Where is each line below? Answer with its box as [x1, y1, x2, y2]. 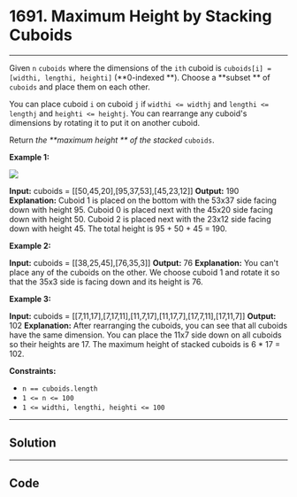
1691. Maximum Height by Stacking [9, 6, 272, 27]
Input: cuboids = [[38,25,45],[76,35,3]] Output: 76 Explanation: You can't [9, 257, 279, 268]
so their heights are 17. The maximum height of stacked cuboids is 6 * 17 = [9, 338, 281, 349]
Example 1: [9, 151, 50, 162]
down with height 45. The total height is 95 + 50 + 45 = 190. [9, 223, 227, 234]
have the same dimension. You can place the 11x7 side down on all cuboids [9, 330, 282, 340]
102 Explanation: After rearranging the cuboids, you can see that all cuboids [9, 320, 288, 330]
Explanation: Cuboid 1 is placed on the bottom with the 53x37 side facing [9, 195, 277, 206]
